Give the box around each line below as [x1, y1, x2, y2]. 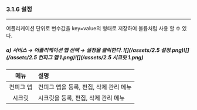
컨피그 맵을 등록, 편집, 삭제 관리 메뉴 [38, 83, 132, 91]
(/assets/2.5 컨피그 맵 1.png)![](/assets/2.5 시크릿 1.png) [6, 54, 144, 61]
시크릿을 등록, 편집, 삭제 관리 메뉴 [38, 94, 125, 102]
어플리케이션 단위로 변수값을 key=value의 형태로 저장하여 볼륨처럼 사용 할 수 [6, 25, 181, 32]
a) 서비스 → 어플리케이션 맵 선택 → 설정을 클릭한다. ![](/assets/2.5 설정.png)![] [6, 47, 189, 54]
